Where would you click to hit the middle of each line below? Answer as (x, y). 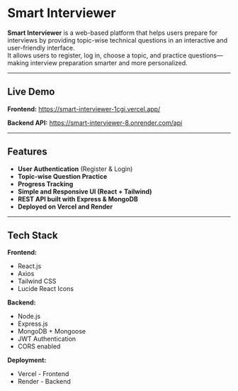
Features (27, 152)
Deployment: (27, 360)
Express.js (33, 324)
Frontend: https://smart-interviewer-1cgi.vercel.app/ (84, 109)
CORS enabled (39, 346)
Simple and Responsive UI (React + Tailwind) (85, 191)
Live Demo (31, 92)
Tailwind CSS (37, 281)
